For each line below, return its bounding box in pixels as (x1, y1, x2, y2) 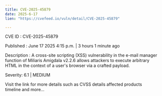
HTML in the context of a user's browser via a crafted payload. (5, 63, 130, 68)
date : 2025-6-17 (5, 12, 38, 16)
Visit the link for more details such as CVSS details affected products (5, 81, 142, 87)
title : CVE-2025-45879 (5, 7, 51, 12)
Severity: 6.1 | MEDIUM (5, 72, 51, 78)
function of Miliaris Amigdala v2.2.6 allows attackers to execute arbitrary (5, 58, 150, 64)
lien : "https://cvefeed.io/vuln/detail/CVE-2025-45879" (5, 16, 120, 21)
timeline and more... (5, 87, 45, 93)
